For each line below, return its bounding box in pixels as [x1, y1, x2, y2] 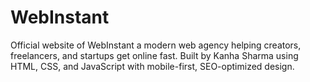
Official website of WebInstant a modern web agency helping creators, [10, 39, 302, 51]
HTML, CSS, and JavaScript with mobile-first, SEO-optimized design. [10, 60, 295, 72]
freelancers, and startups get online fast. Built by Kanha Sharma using [10, 49, 299, 61]
